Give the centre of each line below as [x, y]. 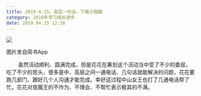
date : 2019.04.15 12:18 [36, 23]
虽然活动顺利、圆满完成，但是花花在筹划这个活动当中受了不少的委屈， [104, 65]
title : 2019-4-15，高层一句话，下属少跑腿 [54, 12]
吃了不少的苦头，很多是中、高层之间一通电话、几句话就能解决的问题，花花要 [100, 72]
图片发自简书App [27, 52]
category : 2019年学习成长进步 [41, 17]
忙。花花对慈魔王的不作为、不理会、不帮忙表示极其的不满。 [80, 87]
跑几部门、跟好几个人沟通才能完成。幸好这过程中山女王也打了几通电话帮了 [98, 80]
